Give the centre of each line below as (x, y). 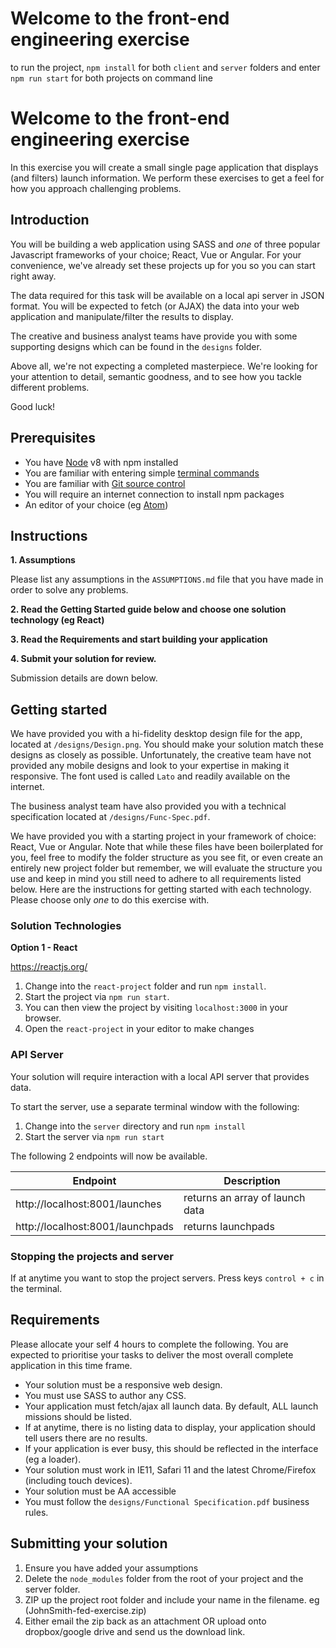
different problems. (50, 387)
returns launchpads (229, 1226)
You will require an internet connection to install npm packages (154, 494)
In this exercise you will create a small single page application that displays (164, 167)
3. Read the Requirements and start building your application (139, 639)
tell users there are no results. (86, 1438)
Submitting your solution (89, 1543)
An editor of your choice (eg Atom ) (96, 504)
